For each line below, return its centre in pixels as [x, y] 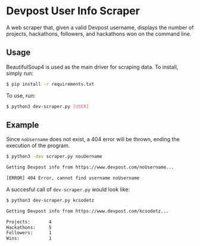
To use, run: [21, 95]
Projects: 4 [29, 222]
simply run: [20, 73]
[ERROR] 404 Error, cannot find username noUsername [73, 178]
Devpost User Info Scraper [73, 11]
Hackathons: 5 [29, 228]
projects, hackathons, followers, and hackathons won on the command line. [99, 33]
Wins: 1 [29, 239]
